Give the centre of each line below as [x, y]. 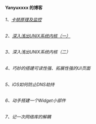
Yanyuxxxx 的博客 [24, 7]
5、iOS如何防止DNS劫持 [30, 84]
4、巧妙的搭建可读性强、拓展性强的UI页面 [48, 68]
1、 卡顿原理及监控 [24, 20]
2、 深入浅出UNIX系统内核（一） [38, 36]
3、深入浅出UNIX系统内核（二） [38, 52]
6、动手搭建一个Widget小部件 [35, 100]
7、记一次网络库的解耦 [28, 117]
